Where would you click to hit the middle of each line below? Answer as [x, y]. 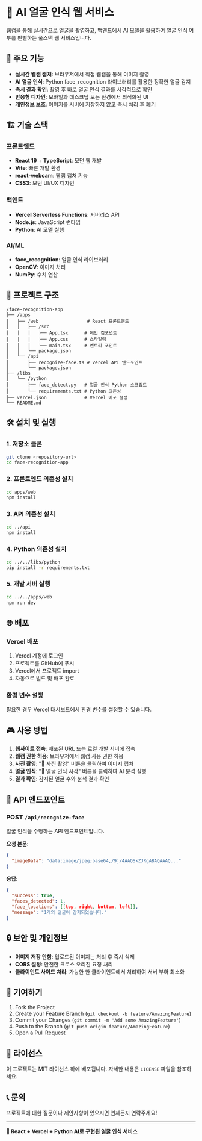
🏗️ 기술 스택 [27, 125]
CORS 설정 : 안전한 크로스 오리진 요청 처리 [64, 964]
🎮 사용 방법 [27, 730]
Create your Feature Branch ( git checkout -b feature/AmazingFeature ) [103, 1014]
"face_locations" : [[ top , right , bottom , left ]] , [75, 907]
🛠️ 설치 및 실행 [31, 423]
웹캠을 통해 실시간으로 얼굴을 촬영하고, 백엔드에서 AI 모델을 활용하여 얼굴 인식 [97, 30]
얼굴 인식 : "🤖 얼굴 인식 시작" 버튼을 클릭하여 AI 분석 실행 [81, 771]
